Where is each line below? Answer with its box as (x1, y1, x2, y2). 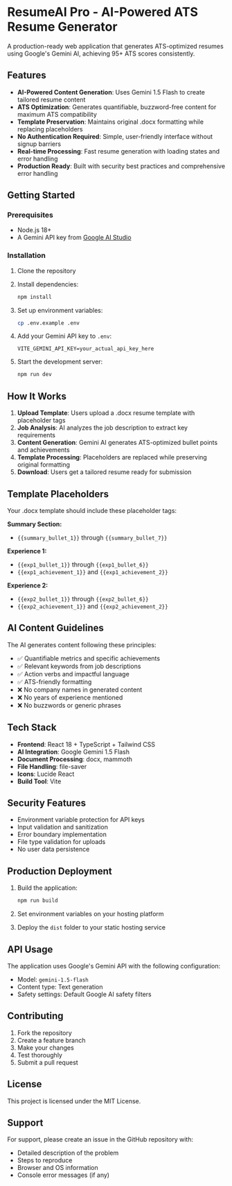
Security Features (7, 797, 87, 809)
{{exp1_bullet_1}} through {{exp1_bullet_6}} (17, 560, 149, 569)
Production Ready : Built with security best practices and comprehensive (17, 161, 226, 170)
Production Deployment (7, 865, 112, 877)
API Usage (7, 943, 53, 955)
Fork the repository (17, 1028, 73, 1037)
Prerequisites (7, 210, 53, 220)
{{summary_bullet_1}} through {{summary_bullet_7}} (17, 533, 168, 542)
